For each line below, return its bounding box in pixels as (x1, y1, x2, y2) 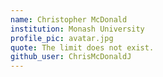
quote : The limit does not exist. (10, 42, 155, 53)
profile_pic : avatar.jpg (10, 33, 114, 43)
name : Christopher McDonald (10, 14, 128, 25)
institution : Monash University (10, 24, 145, 34)
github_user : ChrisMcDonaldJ (10, 52, 132, 62)
